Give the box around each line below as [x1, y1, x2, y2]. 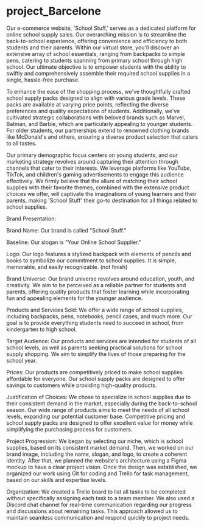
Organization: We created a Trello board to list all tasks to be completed [6, 488, 186, 495]
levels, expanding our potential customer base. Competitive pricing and [6, 413, 186, 420]
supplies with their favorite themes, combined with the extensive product [6, 184, 189, 191]
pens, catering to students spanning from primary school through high [6, 57, 183, 64]
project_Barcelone [6, 4, 102, 18]
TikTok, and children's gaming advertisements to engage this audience [6, 170, 184, 178]
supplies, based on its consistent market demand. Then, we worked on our [6, 444, 194, 451]
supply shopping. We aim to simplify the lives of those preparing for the [6, 350, 186, 357]
